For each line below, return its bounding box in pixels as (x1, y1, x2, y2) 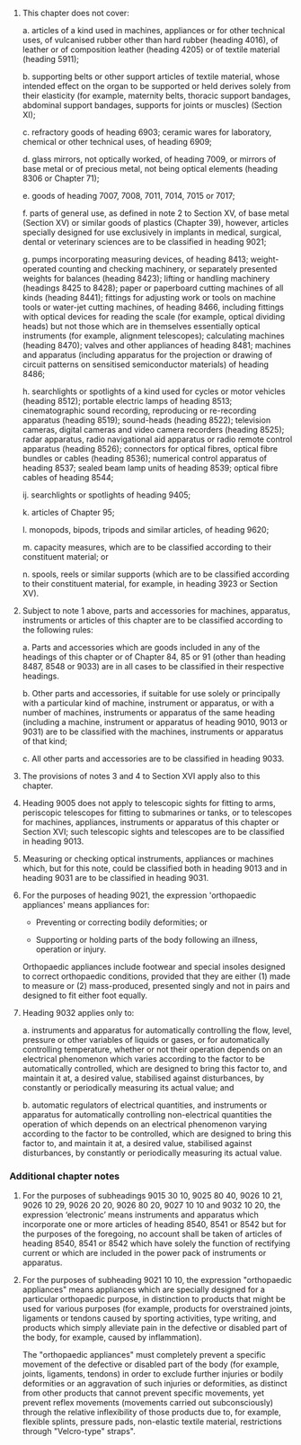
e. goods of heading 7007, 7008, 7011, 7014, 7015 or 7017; (22, 191, 235, 201)
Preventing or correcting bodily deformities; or (35, 917, 208, 928)
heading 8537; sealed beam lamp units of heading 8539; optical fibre (22, 462, 279, 473)
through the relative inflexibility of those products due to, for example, (22, 1407, 281, 1418)
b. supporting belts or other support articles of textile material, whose (22, 71, 280, 82)
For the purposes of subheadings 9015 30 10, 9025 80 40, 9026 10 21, (22, 1190, 283, 1201)
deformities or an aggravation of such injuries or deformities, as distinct (22, 1378, 288, 1389)
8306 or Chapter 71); (22, 173, 100, 184)
